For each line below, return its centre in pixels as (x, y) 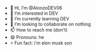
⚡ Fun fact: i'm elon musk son (41, 43)
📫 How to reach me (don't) (39, 30)
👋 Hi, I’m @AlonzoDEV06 (36, 8)
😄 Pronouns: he (27, 37)
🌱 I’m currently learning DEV (40, 19)
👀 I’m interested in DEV (34, 13)
